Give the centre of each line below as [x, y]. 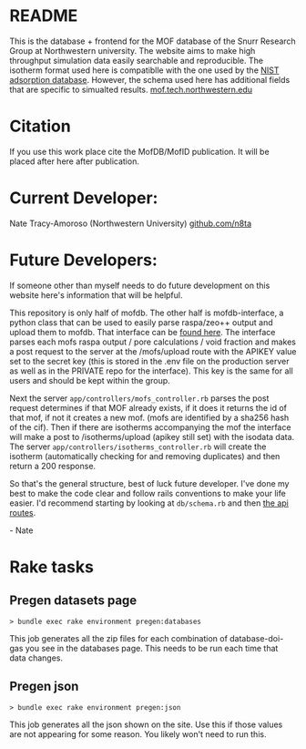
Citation [40, 126]
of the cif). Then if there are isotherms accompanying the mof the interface [150, 427]
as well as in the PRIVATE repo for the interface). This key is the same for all [151, 371]
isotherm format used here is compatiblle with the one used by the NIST [144, 70]
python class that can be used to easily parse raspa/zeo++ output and [141, 322]
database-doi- [256, 638]
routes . [23, 512]
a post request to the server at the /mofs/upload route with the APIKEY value [153, 351]
